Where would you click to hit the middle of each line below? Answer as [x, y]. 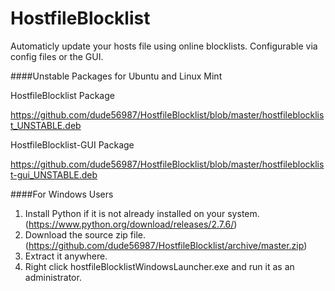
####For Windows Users [62, 194]
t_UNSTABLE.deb [46, 125]
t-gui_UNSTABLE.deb [54, 174]
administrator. [53, 277]
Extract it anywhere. [66, 256]
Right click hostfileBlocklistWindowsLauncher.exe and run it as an [159, 266]
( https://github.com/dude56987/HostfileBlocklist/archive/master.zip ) [166, 245]
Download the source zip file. [85, 234]
